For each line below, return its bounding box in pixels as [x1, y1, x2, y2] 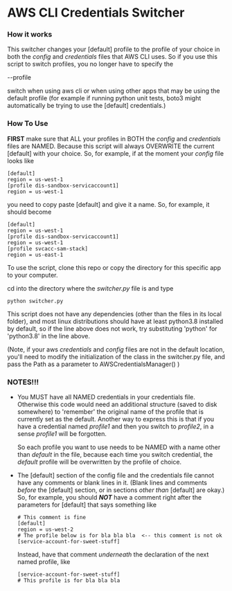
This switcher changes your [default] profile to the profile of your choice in [7, 45, 220, 53]
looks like [7, 156, 35, 165]
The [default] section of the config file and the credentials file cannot [17, 471, 215, 480]
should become [7, 208, 52, 216]
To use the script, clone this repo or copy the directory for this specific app [7, 263, 222, 271]
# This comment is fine [17, 514, 87, 521]
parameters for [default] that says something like [17, 500, 157, 509]
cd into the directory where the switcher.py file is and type [7, 284, 174, 292]
